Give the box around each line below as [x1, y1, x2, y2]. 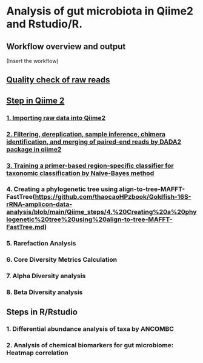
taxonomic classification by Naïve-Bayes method [6, 168, 155, 177]
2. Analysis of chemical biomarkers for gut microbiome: [6, 341, 174, 350]
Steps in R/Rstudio [6, 307, 78, 317]
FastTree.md [6, 223, 45, 231]
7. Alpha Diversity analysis [6, 271, 86, 280]
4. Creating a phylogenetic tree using [6, 185, 118, 193]
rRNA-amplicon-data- [6, 200, 73, 208]
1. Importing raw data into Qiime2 [6, 113, 106, 122]
